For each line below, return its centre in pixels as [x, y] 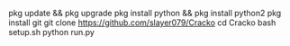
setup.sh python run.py [52, 32]
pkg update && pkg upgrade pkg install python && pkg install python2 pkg [145, 13]
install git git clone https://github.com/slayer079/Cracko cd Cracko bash [142, 23]
